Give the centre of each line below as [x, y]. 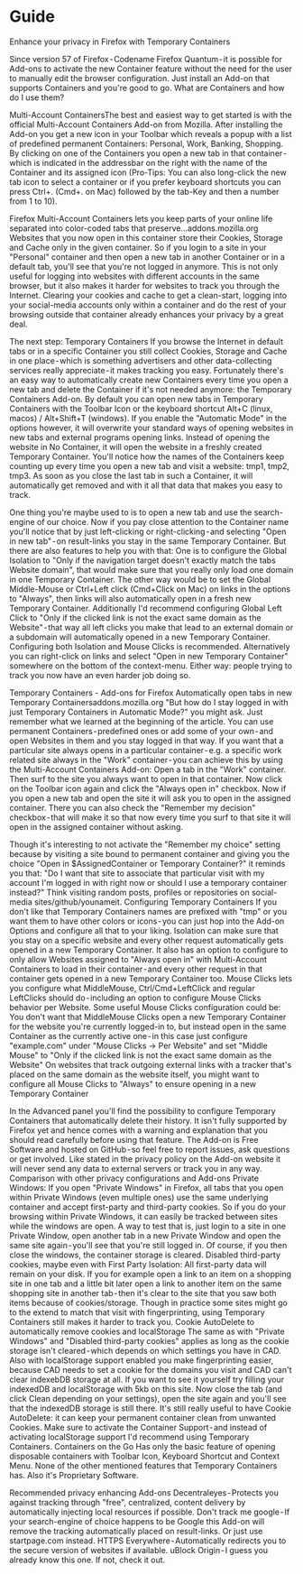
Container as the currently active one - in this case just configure [129, 1036]
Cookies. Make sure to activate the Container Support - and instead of [138, 1427]
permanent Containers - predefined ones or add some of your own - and [141, 731]
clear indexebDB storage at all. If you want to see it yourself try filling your [147, 1379]
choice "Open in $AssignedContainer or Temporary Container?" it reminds [147, 863]
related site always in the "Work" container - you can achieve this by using [147, 759]
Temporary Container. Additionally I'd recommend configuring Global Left [146, 608]
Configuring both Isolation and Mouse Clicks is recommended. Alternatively [150, 646]
